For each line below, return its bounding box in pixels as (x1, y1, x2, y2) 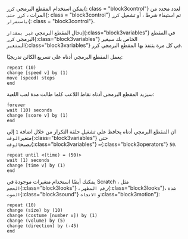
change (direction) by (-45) (7, 223, 79, 229)
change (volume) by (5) (7, 218, 66, 224)
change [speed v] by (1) (7, 70, 68, 76)
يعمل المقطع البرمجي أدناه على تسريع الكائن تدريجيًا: (7, 53, 123, 60)
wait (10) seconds (7, 107, 52, 113)
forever (7, 102, 26, 108)
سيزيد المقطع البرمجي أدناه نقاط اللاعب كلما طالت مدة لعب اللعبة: (7, 91, 155, 97)
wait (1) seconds (7, 157, 50, 163)
